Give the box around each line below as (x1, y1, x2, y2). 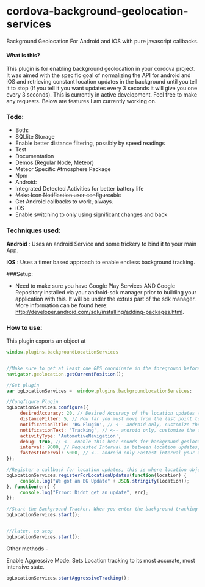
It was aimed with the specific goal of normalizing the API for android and (6, 71, 191, 79)
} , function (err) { (6, 484, 56, 490)
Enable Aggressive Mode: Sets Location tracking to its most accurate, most (6, 556, 195, 564)
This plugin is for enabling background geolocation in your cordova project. (6, 65, 196, 73)
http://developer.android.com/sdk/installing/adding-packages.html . (15, 308, 184, 315)
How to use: (6, 323, 43, 332)
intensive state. (6, 563, 45, 571)
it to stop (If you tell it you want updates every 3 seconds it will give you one (6, 84, 198, 92)
